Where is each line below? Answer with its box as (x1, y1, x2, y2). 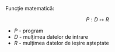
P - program (13, 27, 44, 34)
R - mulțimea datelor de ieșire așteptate (13, 40, 109, 46)
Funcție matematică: (5, 5, 55, 12)
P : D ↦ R (86, 16, 109, 23)
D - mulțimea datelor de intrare (13, 34, 88, 40)
